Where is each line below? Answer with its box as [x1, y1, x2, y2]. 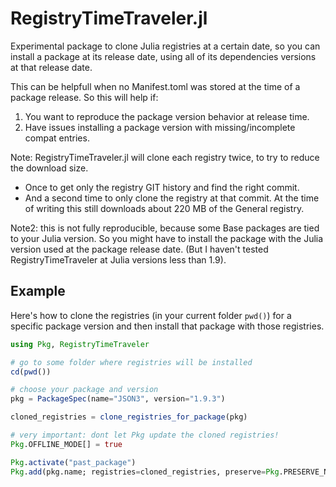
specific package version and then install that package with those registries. [10, 320, 325, 332]
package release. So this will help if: [10, 91, 159, 103]
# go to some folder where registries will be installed [10, 357, 253, 367]
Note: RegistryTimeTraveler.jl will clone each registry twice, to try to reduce [10, 151, 320, 163]
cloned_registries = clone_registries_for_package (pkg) [10, 412, 248, 422]
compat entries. [24, 132, 90, 144]
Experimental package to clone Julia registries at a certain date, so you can [10, 40, 321, 52]
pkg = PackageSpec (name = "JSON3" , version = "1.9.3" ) [10, 394, 226, 404]
